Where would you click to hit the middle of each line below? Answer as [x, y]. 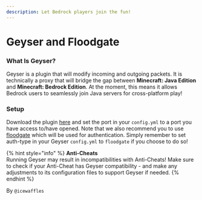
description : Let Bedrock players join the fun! [69, 12]
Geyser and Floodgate [63, 42]
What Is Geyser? [31, 61]
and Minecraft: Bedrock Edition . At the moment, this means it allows [92, 87]
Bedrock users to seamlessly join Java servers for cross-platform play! [94, 93]
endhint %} [20, 179]
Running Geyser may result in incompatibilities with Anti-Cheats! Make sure [100, 160]
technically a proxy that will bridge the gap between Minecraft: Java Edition [101, 81]
